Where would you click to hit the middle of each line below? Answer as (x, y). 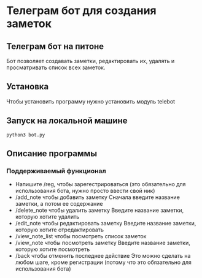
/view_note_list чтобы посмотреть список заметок (81, 236)
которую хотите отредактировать (60, 230)
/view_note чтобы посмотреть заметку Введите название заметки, (103, 243)
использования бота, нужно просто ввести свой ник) (85, 191)
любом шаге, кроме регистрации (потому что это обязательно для (103, 262)
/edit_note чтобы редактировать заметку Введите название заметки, (106, 224)
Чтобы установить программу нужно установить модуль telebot (91, 101)
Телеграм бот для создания (81, 11)
